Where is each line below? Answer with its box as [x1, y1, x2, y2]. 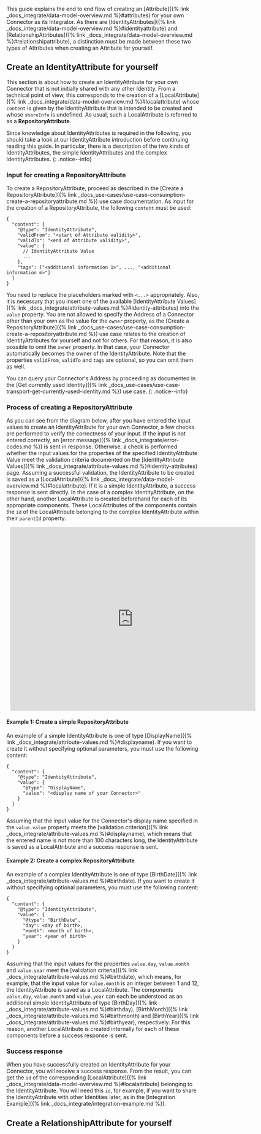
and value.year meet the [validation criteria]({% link [6, 966, 138, 974]
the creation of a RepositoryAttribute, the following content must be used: [6, 204, 192, 212]
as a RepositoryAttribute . [6, 117, 72, 125]
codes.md [6, 443, 32, 450]
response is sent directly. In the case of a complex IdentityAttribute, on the [6, 489, 194, 496]
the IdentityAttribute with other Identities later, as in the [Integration [6, 1094, 176, 1101]
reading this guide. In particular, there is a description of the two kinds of [6, 142, 190, 150]
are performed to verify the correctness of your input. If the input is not [6, 430, 186, 437]
